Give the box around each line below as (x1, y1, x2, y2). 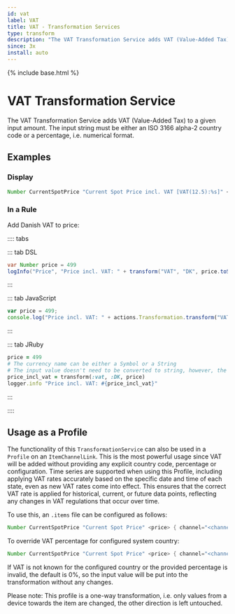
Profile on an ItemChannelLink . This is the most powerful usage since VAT (7, 452, 222, 461)
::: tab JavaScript (7, 294, 57, 302)
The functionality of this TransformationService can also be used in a (7, 445, 206, 454)
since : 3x (7, 43, 36, 50)
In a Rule (7, 204, 37, 214)
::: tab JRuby (7, 340, 44, 349)
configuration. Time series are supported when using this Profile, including (7, 467, 222, 476)
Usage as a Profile (7, 426, 88, 438)
